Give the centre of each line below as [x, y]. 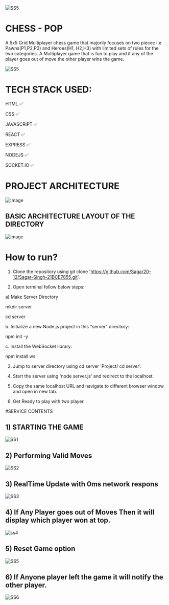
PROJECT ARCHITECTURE [63, 186]
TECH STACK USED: [49, 90]
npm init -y [17, 336]
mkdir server [19, 306]
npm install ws [20, 356]
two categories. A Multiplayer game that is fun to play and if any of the [79, 53]
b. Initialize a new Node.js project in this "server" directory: [67, 326]
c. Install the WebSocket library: [39, 346]
